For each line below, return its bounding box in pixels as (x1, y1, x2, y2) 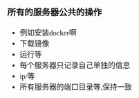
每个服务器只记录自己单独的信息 (19, 60, 130, 70)
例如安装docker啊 (19, 28, 77, 38)
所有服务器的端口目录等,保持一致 (19, 83, 133, 92)
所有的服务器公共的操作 (7, 7, 102, 17)
